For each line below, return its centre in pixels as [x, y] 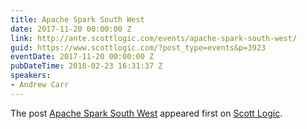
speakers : [31, 76]
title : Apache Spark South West [77, 19]
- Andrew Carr [40, 85]
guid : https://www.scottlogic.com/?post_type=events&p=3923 [138, 47]
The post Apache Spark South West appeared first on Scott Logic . [146, 113]
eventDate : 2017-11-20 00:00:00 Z [82, 57]
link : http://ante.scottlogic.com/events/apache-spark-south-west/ [154, 38]
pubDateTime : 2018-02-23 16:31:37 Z [86, 66]
